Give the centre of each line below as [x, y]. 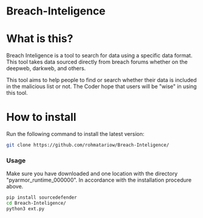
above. [15, 187]
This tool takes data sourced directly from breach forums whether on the [97, 62]
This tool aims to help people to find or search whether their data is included [101, 80]
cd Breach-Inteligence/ [36, 204]
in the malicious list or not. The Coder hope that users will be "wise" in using [101, 86]
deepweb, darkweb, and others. [46, 68]
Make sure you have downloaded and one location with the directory [92, 174]
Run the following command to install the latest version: [75, 134]
